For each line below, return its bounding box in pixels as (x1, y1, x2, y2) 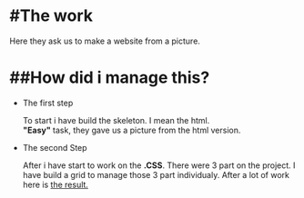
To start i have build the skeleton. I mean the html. (22, 114, 210, 125)
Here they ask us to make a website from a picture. (9, 35, 200, 46)
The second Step (22, 142, 88, 153)
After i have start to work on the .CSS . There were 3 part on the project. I (22, 160, 296, 171)
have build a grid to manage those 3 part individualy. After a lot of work (22, 169, 289, 180)
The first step (22, 97, 74, 108)
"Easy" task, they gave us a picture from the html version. (22, 124, 241, 135)
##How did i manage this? (9, 67, 210, 88)
